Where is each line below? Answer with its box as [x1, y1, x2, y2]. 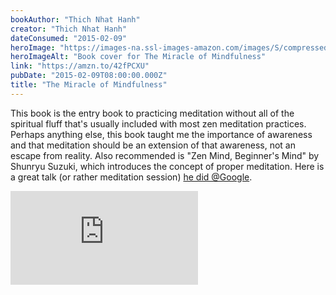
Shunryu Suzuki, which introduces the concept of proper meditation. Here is [10, 160, 325, 172]
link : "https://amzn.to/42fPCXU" [10, 61, 150, 71]
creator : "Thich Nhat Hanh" [10, 24, 128, 34]
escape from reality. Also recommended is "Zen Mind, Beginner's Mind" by [10, 149, 320, 161]
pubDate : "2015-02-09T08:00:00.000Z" [10, 71, 168, 81]
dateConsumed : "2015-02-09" [10, 33, 128, 43]
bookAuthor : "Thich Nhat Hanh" [10, 14, 141, 25]
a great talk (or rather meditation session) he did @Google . [10, 171, 253, 183]
